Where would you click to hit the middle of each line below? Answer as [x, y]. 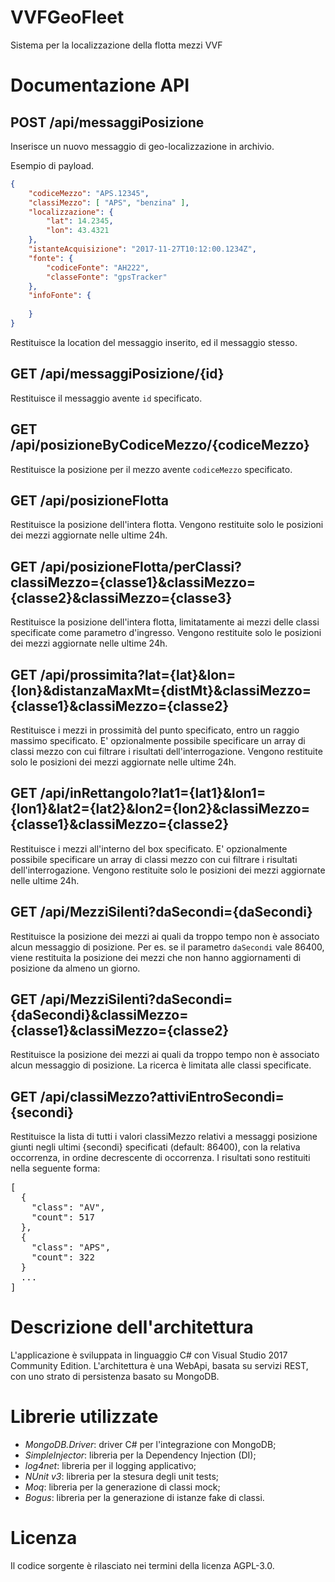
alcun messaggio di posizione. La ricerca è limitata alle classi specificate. [161, 1065]
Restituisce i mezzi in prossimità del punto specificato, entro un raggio [155, 730]
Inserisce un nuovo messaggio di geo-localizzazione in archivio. [142, 146]
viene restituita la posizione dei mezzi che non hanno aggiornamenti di [156, 957]
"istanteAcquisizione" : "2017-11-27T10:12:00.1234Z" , [142, 249]
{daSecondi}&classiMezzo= [99, 1015]
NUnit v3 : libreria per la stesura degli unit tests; [122, 1477]
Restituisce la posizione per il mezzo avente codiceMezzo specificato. [151, 469]
